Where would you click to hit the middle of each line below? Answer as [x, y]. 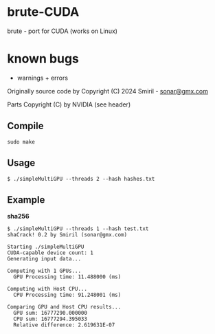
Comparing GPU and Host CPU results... [64, 307]
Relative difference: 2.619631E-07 [64, 325]
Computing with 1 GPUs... [44, 271]
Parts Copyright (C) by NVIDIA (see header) [69, 104]
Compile [25, 126]
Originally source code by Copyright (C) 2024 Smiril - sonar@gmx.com [107, 91]
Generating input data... [44, 259]
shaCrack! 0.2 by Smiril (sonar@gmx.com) [67, 235]
